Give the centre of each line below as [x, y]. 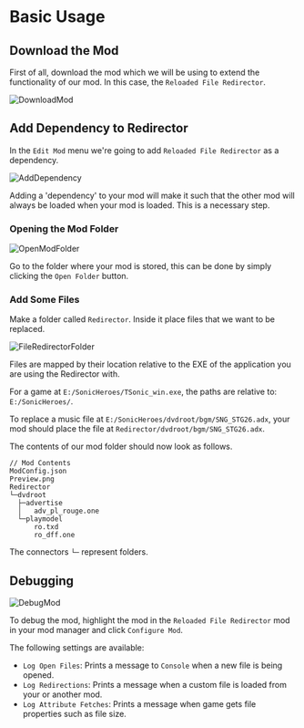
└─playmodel [41, 519]
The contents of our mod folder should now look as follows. [121, 447]
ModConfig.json [38, 472]
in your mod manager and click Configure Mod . [96, 630]
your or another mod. [62, 694]
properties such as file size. [75, 714]
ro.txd [46, 527]
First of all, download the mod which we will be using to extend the [135, 72]
